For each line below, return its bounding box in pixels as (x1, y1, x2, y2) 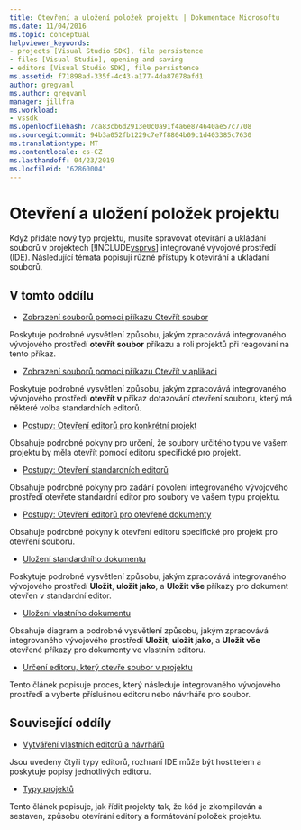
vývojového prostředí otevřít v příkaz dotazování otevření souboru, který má (9, 393, 293, 404)
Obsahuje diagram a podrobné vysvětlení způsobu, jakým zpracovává (9, 625, 269, 636)
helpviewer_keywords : (9, 38, 91, 48)
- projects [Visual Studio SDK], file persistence (9, 47, 204, 56)
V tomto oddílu (9, 288, 95, 303)
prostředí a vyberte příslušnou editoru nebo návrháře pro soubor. (9, 689, 251, 700)
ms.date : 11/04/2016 (9, 22, 87, 31)
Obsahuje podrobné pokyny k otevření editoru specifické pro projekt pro (9, 527, 278, 538)
